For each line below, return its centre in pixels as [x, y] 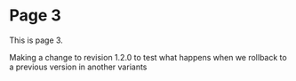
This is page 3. [36, 40]
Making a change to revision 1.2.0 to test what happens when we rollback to [148, 57]
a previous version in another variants [78, 67]
